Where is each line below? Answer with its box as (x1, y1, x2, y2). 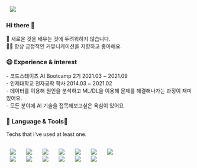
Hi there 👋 (6, 21, 35, 29)
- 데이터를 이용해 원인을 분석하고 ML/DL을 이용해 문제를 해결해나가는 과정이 (6, 87, 181, 94)
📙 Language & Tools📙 (6, 117, 68, 125)
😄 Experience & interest (6, 58, 77, 66)
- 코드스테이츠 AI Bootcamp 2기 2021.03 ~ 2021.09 (6, 72, 128, 80)
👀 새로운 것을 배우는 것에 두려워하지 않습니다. (6, 36, 111, 43)
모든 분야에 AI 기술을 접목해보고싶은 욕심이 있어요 (9, 102, 124, 109)
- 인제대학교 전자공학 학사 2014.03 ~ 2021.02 (6, 80, 112, 87)
